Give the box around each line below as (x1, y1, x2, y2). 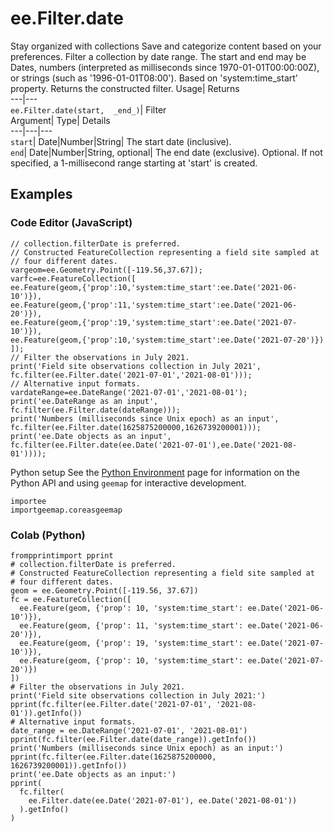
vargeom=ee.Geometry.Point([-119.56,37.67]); (10, 265, 203, 275)
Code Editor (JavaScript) (10, 216, 133, 230)
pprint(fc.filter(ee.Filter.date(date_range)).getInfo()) (10, 734, 257, 744)
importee (10, 496, 47, 506)
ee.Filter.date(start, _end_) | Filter (10, 103, 167, 116)
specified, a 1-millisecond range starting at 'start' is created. (10, 157, 258, 169)
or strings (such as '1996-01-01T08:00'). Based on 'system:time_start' (10, 72, 299, 84)
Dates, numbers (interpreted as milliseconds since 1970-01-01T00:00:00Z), (10, 61, 320, 73)
